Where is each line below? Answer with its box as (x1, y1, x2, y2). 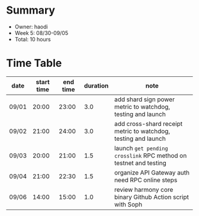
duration (84, 81, 109, 89)
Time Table (6, 57, 62, 70)
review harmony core (114, 185, 174, 194)
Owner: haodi (14, 23, 49, 30)
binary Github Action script (114, 193, 190, 201)
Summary (6, 4, 55, 17)
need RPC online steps (114, 176, 178, 184)
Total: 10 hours (14, 36, 52, 43)
